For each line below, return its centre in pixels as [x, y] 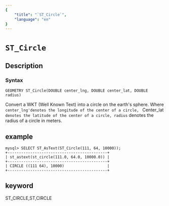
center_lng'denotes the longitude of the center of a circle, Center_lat [85, 110]
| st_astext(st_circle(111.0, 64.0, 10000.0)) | [57, 157]
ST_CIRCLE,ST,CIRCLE [29, 198]
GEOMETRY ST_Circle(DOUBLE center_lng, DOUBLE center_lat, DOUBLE [77, 91]
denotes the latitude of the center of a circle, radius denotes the [79, 115]
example [19, 136]
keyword [19, 186]
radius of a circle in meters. [34, 121]
